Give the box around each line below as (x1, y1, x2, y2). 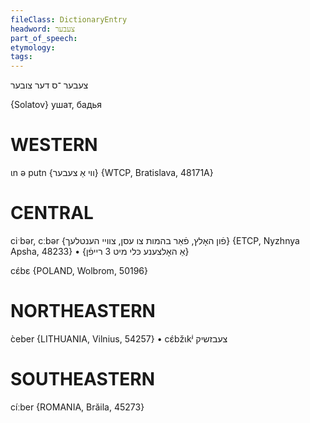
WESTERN (10, 134, 98, 156)
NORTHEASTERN (10, 300, 156, 323)
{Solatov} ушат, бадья (10, 99, 103, 111)
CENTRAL (10, 202, 94, 225)
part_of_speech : (10, 33, 78, 43)
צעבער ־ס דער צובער (10, 79, 89, 91)
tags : (10, 52, 33, 62)
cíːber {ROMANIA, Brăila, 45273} (10, 401, 145, 413)
